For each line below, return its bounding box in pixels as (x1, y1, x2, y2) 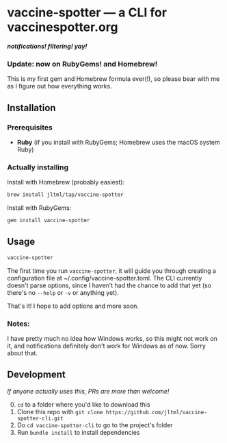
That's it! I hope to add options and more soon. (7, 302, 139, 310)
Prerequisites (7, 122, 53, 132)
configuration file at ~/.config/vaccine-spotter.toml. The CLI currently (7, 274, 202, 282)
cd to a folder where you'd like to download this (16, 400, 150, 409)
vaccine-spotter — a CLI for (7, 5, 168, 21)
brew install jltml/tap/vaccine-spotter (7, 191, 124, 198)
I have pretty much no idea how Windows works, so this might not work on (7, 334, 217, 342)
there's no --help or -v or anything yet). (7, 288, 120, 296)
